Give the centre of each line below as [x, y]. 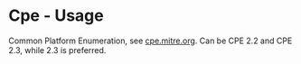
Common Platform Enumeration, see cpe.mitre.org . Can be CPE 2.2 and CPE [150, 41]
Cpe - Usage [56, 16]
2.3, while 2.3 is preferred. [57, 50]
